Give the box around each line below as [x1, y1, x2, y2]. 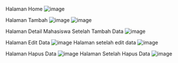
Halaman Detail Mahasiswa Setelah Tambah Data [5, 28, 124, 35]
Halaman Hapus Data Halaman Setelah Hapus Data [5, 50, 150, 57]
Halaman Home [5, 6, 43, 12]
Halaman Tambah [5, 17, 48, 23]
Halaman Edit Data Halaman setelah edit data [5, 39, 136, 46]
